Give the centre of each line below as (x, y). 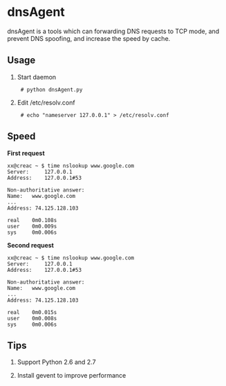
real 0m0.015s (32, 312)
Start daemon (37, 77)
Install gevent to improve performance (72, 376)
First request (26, 153)
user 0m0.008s (32, 318)
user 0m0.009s (32, 226)
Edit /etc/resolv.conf (46, 102)
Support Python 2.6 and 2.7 (56, 362)
